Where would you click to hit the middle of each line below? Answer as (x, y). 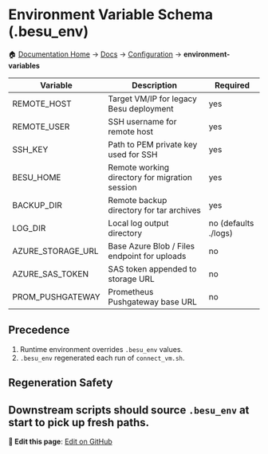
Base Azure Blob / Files (152, 246)
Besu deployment (141, 108)
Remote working (139, 167)
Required (232, 85)
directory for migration (150, 177)
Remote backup (138, 200)
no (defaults (231, 223)
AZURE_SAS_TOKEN (51, 274)
